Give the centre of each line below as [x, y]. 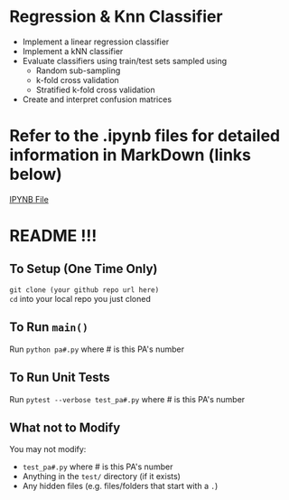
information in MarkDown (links [130, 155]
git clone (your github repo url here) [84, 290]
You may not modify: [48, 449]
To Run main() [49, 327]
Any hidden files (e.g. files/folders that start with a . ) [120, 486]
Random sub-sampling [78, 71]
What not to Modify [65, 427]
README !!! [53, 236]
